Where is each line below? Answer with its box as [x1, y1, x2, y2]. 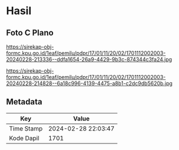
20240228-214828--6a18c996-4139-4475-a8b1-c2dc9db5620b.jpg [6, 80, 173, 87]
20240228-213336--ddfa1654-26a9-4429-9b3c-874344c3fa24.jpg [6, 56, 173, 63]
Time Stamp [9, 124, 43, 132]
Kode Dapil [9, 134, 40, 142]
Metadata [6, 97, 43, 107]
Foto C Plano [6, 28, 54, 38]
